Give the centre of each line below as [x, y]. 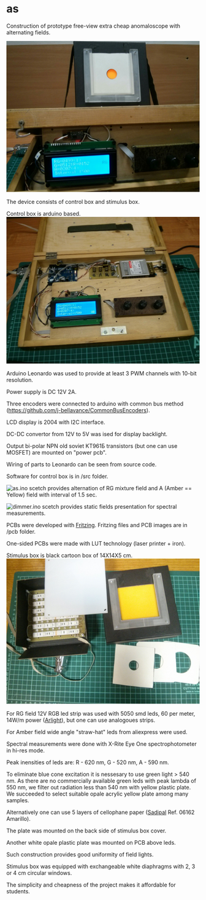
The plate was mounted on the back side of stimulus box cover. [86, 831]
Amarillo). [18, 818]
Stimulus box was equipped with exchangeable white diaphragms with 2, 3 [101, 866]
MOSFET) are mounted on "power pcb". [57, 452]
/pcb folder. [21, 531]
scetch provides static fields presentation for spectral [109, 506]
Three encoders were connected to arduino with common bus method [95, 404]
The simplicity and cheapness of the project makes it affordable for [91, 885]
